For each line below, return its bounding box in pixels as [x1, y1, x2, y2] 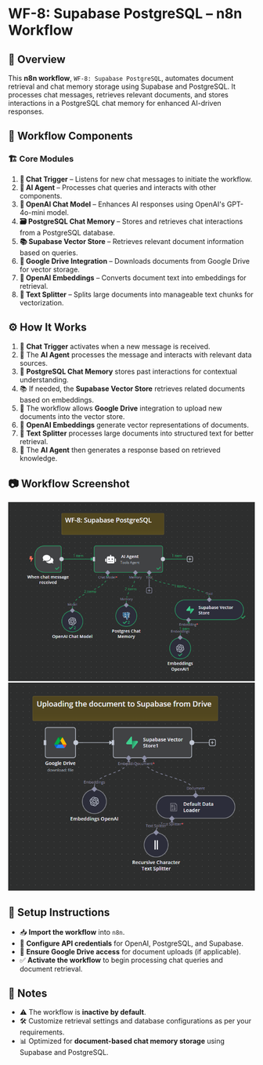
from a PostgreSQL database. [19, 228, 115, 237]
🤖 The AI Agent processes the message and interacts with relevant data [19, 350, 252, 359]
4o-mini [19, 207, 45, 217]
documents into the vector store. [19, 411, 125, 421]
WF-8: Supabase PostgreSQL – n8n [8, 5, 243, 23]
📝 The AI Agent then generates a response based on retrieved [19, 445, 221, 454]
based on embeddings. [19, 395, 95, 404]
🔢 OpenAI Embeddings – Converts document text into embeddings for [19, 272, 247, 283]
